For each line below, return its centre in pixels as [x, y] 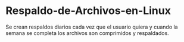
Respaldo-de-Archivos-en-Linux [88, 11]
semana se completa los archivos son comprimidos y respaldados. [87, 33]
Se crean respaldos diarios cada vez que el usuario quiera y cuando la [92, 27]
